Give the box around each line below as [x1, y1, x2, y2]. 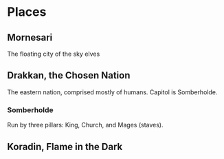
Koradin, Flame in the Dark [7, 140, 123, 152]
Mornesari [7, 32, 53, 43]
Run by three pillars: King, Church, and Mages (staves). [7, 121, 164, 129]
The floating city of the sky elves [7, 50, 100, 58]
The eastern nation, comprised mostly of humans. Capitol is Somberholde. [7, 87, 218, 96]
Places [7, 4, 47, 20]
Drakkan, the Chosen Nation [7, 70, 131, 81]
